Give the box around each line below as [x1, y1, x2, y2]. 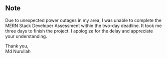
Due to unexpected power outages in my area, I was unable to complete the [5, 17, 162, 23]
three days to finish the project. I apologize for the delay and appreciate [5, 27, 153, 34]
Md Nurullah [5, 48, 31, 54]
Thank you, [5, 42, 29, 49]
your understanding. [5, 33, 48, 39]
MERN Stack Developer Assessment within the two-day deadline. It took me [5, 22, 162, 28]
